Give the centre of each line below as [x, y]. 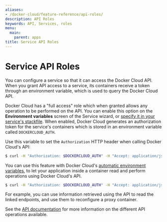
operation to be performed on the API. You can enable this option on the [79, 111]
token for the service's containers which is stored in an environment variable [83, 126]
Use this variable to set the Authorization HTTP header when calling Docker [83, 141]
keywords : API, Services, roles [39, 24]
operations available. [27, 215]
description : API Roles [30, 19]
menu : [11, 28]
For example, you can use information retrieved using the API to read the [80, 194]
